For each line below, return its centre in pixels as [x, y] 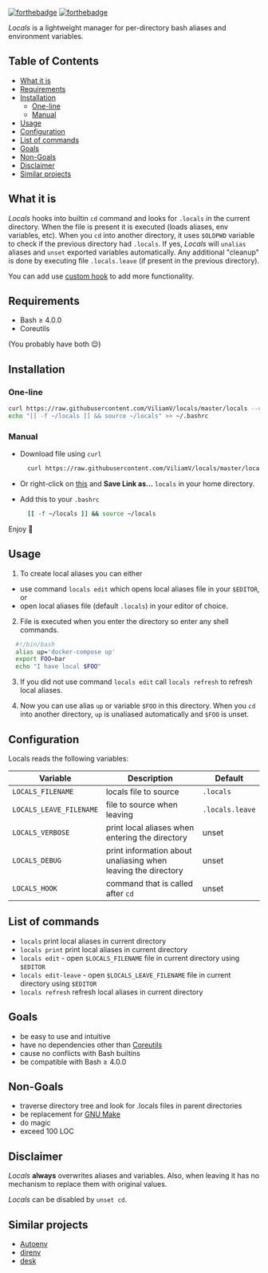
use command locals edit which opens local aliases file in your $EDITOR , [140, 589]
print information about [149, 851]
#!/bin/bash [35, 644]
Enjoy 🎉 [21, 529]
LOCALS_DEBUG [37, 861]
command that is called [150, 884]
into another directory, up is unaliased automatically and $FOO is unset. [134, 714]
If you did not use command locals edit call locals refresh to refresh [136, 682]
